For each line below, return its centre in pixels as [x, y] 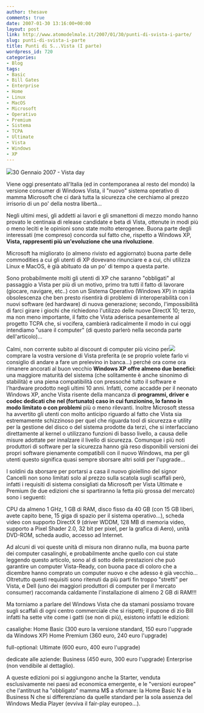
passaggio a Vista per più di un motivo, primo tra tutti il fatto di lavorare [95, 284]
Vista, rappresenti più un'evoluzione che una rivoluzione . [80, 241]
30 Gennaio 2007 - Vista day [49, 172]
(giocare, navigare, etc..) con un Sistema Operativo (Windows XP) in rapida [100, 291]
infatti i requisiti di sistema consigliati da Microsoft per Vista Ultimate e [94, 484]
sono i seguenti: [26, 497]
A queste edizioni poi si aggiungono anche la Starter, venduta [83, 677]
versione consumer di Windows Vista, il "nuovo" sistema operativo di [93, 191]
